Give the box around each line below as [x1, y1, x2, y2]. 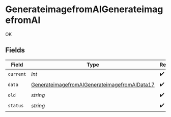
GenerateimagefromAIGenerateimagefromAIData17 [31, 81, 155, 89]
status [8, 103, 24, 109]
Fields [5, 46, 25, 54]
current [8, 71, 26, 77]
